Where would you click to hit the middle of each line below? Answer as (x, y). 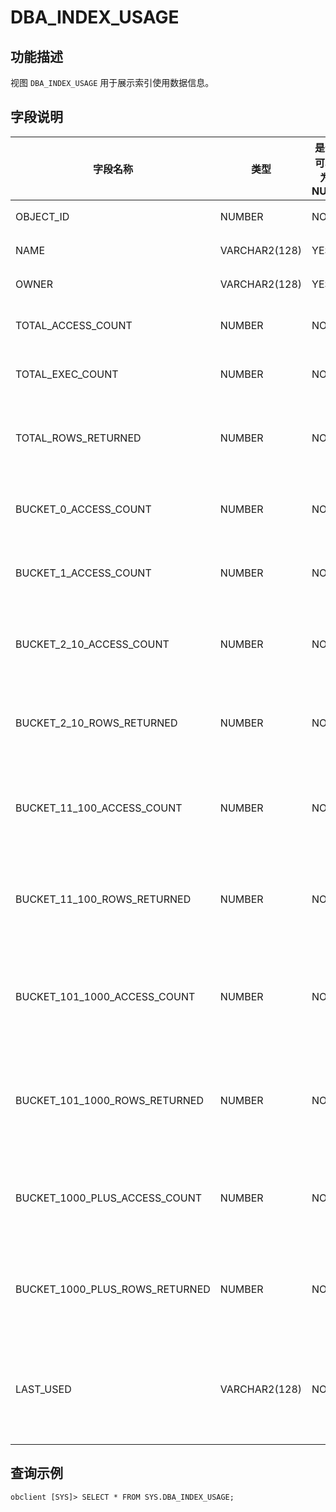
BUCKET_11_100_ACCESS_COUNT (99, 808)
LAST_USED (43, 1389)
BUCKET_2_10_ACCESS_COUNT (92, 644)
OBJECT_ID (42, 216)
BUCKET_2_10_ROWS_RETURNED (96, 723)
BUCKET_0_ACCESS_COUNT (83, 509)
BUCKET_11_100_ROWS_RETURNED (103, 899)
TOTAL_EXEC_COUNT (67, 374)
